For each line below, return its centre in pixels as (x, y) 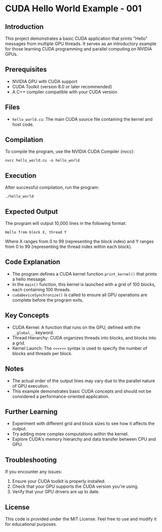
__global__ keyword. (33, 333)
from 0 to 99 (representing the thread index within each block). (69, 247)
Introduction (24, 27)
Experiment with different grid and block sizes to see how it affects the (83, 423)
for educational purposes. (31, 524)
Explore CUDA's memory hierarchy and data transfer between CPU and (84, 439)
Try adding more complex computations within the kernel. (70, 434)
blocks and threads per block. (42, 353)
